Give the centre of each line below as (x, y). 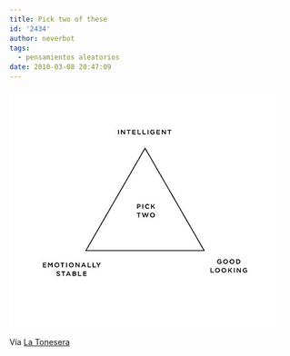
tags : (20, 48)
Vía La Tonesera (40, 342)
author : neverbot (42, 38)
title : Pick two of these (58, 19)
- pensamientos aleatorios (69, 58)
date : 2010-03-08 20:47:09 (60, 67)
